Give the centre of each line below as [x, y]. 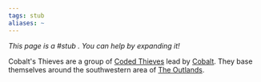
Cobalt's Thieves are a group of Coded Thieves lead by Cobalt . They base [130, 61]
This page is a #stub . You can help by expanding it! [94, 45]
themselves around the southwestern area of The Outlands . [106, 69]
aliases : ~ [26, 23]
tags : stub [26, 16]
